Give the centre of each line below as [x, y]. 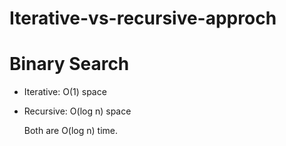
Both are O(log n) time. [71, 131]
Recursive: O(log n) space [77, 111]
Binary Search [69, 64]
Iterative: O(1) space [65, 92]
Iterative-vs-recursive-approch [143, 18]
